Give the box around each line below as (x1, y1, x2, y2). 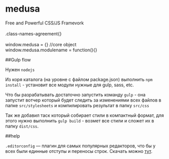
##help (5, 133, 20, 139)
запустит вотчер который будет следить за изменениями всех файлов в (5, 97, 161, 103)
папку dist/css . (5, 123, 39, 129)
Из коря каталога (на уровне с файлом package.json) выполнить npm (5, 76, 153, 82)
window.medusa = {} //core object (5, 41, 77, 47)
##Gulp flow (5, 56, 31, 62)
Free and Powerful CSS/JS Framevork (5, 20, 85, 26)
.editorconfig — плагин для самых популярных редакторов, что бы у (5, 143, 156, 149)
